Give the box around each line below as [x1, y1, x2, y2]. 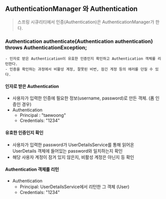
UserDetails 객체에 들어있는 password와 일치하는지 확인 [12, 148, 123, 154]
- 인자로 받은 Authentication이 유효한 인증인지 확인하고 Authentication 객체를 [5, 56, 156, 61]
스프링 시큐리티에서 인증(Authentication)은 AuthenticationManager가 [17, 19, 155, 25]
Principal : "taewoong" [19, 112, 66, 118]
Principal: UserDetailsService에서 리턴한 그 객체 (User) [19, 184, 130, 190]
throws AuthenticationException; [5, 44, 87, 51]
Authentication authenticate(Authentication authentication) [5, 38, 153, 45]
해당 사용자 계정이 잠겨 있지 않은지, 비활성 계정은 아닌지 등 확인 [12, 154, 134, 160]
